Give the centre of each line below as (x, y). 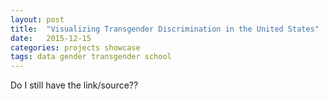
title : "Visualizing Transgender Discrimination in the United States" (165, 29)
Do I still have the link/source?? (74, 85)
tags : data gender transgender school (91, 57)
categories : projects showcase (75, 47)
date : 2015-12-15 (51, 38)
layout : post (37, 19)
